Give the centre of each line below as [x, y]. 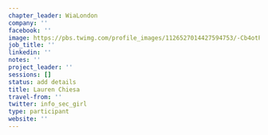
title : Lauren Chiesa [44, 89]
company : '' [28, 23]
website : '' [28, 119]
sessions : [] [30, 75]
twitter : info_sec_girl [48, 104]
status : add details [43, 82]
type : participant [39, 112]
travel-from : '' [35, 97]
